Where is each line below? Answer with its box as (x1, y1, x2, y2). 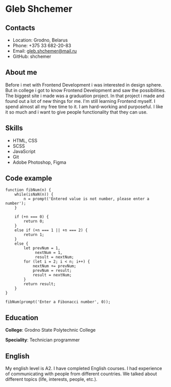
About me (5, 68, 37, 77)
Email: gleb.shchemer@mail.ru (12, 48, 77, 54)
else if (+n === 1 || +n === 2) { (14, 228, 88, 233)
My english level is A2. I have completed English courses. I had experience (5, 365, 162, 372)
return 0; (23, 219, 44, 224)
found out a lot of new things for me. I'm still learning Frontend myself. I (5, 98, 156, 104)
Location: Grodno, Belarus (12, 37, 68, 43)
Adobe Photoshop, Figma (12, 159, 66, 165)
